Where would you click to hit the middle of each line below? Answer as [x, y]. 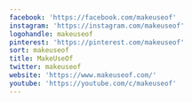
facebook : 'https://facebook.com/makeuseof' [93, 17]
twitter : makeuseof [45, 67]
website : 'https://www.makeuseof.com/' [83, 75]
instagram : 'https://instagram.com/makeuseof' [97, 26]
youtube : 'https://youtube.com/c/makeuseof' [93, 83]
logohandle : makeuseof [51, 34]
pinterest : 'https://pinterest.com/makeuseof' [97, 42]
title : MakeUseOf [41, 59]
